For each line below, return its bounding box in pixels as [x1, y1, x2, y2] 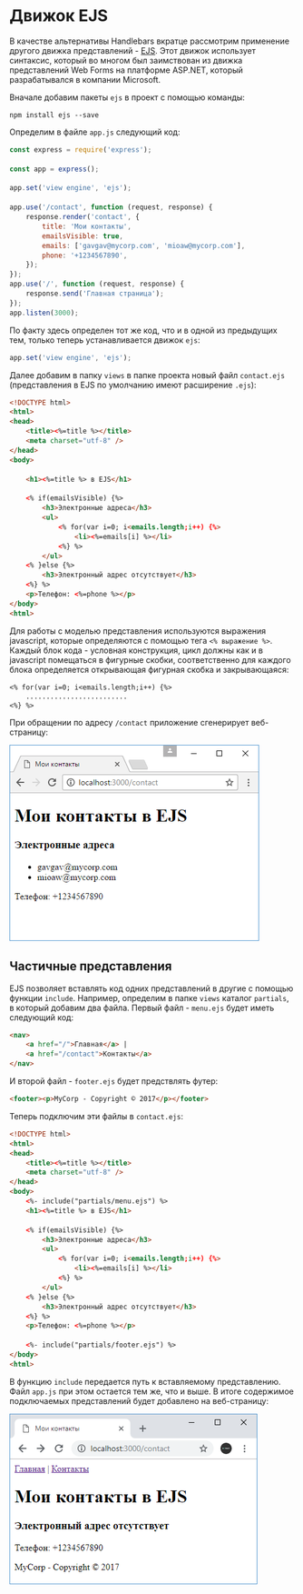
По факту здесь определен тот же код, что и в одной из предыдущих [9, 325, 279, 336]
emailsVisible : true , [42, 231, 124, 241]
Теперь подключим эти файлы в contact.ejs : [9, 1110, 184, 1121]
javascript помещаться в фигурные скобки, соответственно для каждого [9, 654, 292, 665]
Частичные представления [9, 958, 172, 974]
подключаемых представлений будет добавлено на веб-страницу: [9, 1395, 269, 1406]
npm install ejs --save [9, 110, 100, 119]
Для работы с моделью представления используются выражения [9, 625, 267, 637]
